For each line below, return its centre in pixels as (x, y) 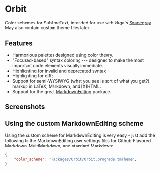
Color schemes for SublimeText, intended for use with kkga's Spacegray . (79, 23)
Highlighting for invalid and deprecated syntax (59, 71)
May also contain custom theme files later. (48, 27)
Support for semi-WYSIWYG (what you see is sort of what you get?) (81, 81)
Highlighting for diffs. (34, 76)
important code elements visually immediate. (57, 65)
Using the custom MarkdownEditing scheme (74, 123)
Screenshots (25, 107)
